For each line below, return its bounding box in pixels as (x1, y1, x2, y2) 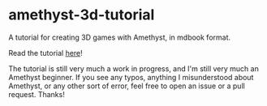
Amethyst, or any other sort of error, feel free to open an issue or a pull (8, 81, 245, 91)
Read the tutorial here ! (8, 48, 83, 57)
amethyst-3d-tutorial (8, 6, 155, 24)
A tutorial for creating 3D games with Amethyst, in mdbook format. (8, 32, 231, 42)
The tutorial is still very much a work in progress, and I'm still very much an (8, 63, 260, 74)
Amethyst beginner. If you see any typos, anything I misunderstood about (8, 72, 254, 82)
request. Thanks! (8, 89, 65, 99)
